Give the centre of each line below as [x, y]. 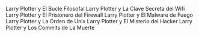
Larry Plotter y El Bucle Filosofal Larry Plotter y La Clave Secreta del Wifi [95, 9]
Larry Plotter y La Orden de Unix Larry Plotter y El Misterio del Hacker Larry [99, 21]
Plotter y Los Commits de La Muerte [50, 27]
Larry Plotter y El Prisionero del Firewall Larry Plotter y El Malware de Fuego [99, 15]
